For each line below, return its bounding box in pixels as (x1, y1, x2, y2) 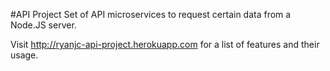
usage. (10, 49, 39, 61)
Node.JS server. (10, 19, 77, 31)
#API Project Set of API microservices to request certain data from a (10, 9, 292, 20)
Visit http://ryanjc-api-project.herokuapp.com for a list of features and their (10, 39, 320, 50)
